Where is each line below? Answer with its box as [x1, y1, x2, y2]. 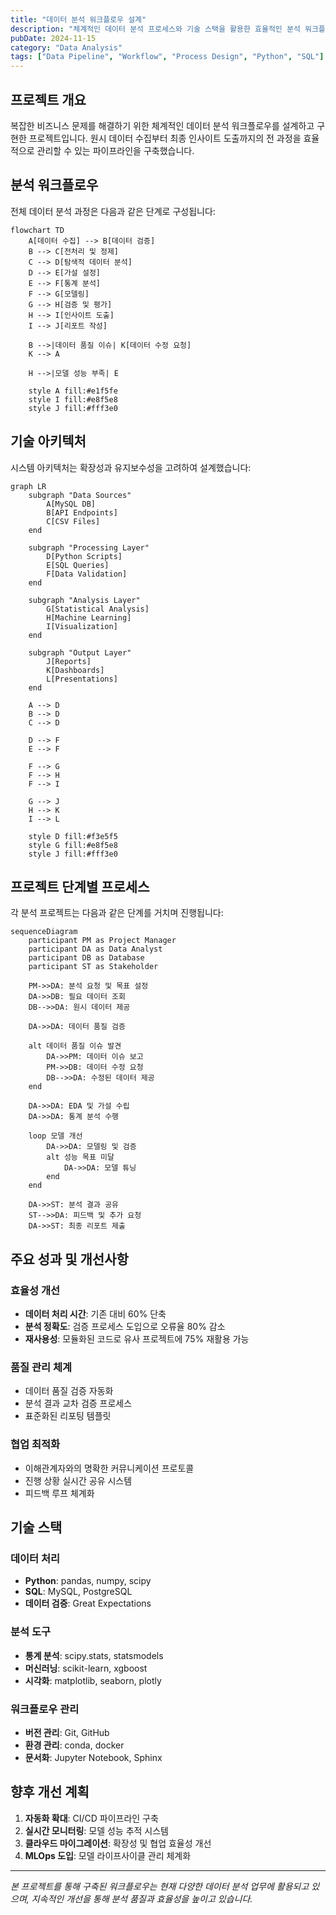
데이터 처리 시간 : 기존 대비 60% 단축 [24, 1308, 167, 1320]
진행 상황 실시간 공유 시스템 [24, 1474, 133, 1486]
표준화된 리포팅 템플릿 [24, 1410, 112, 1422]
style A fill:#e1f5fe [28, 386, 118, 396]
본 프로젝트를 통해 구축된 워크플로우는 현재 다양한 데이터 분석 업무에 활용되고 [10, 1880, 310, 1892]
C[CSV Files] [46, 516, 101, 526]
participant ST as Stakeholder [28, 962, 159, 972]
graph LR [10, 481, 47, 491]
